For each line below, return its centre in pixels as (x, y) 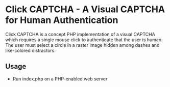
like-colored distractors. (31, 50)
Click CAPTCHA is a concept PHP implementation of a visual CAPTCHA (80, 34)
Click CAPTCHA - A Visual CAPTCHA (85, 9)
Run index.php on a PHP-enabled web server (60, 79)
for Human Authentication (62, 20)
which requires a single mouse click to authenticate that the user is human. (84, 40)
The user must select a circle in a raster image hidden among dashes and (82, 45)
